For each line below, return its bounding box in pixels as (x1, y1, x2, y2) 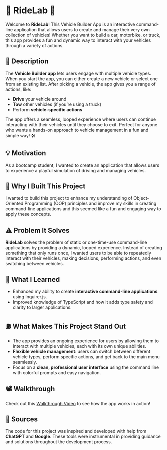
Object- (133, 195, 149, 201)
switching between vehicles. (5, 261, 64, 267)
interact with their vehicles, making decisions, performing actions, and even (5, 255, 162, 261)
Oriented (5, 200, 24, 207)
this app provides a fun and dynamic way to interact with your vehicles (5, 37, 151, 43)
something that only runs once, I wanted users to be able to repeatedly (5, 250, 151, 256)
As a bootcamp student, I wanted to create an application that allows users (5, 162, 159, 168)
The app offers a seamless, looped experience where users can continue (5, 116, 156, 122)
